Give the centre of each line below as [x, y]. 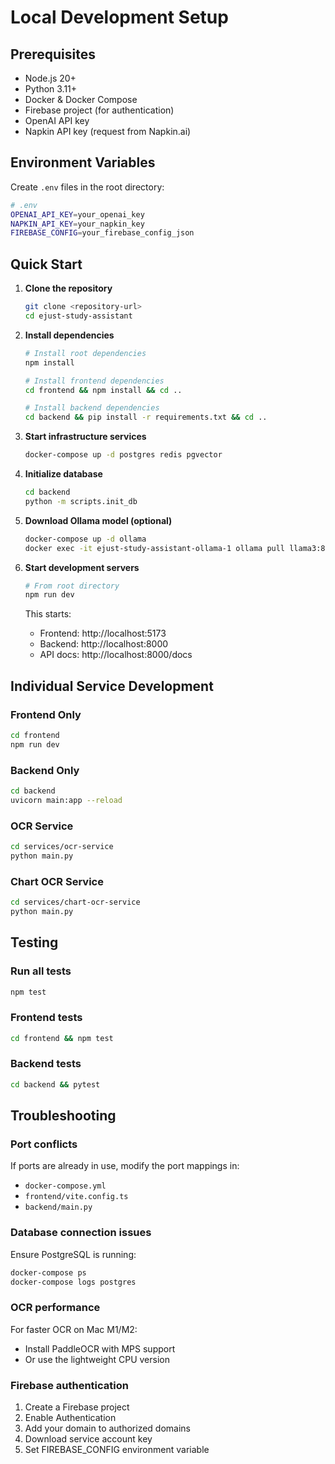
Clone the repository [68, 288]
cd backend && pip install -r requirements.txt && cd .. [146, 417]
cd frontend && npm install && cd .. [103, 390]
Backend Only [45, 770]
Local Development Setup [119, 17]
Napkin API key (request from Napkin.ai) [108, 131]
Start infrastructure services [85, 437]
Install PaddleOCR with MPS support [100, 1348]
